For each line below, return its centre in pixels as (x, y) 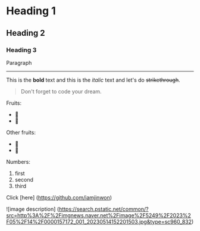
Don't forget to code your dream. (61, 91)
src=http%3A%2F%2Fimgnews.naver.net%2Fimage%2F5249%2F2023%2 (99, 215)
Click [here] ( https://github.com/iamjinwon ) (59, 197)
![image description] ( (33, 209)
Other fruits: (21, 132)
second (24, 179)
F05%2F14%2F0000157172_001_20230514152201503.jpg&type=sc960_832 (99, 221)
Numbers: (18, 161)
